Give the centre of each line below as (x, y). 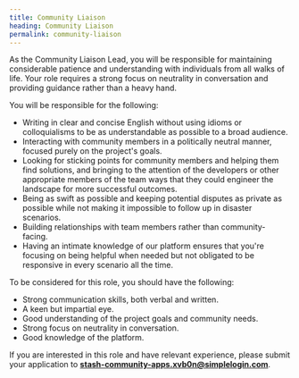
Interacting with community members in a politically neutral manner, (147, 142)
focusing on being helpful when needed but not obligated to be (138, 256)
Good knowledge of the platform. (83, 338)
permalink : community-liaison (66, 34)
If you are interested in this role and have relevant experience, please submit (150, 355)
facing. (35, 237)
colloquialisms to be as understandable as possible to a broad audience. (155, 132)
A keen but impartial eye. (68, 309)
